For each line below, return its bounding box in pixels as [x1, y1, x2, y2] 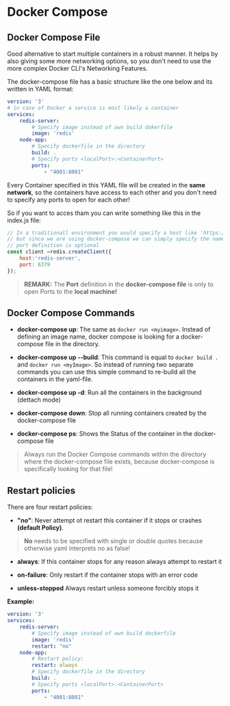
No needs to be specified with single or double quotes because [23, 537, 203, 545]
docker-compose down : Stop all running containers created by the [16, 409, 207, 418]
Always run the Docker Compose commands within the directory [23, 451, 207, 459]
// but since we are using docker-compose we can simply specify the [7, 236, 210, 242]
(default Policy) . [16, 523, 64, 532]
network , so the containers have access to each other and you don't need [7, 188, 217, 196]
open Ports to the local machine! [23, 287, 118, 295]
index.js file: [7, 216, 41, 224]
